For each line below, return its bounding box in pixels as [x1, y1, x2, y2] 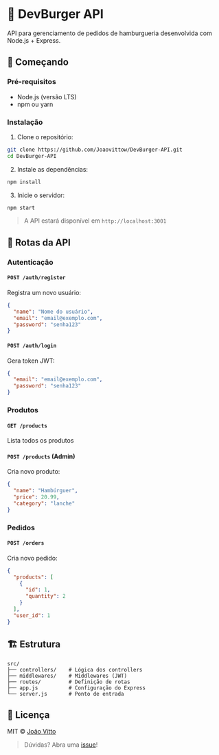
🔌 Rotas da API [7, 236, 71, 248]
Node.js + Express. [7, 36, 61, 44]
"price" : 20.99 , [13, 494, 60, 501]
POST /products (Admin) [7, 452, 76, 461]
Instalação [7, 117, 43, 127]
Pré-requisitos [7, 77, 56, 87]
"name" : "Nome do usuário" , [13, 308, 94, 315]
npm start [7, 204, 36, 211]
